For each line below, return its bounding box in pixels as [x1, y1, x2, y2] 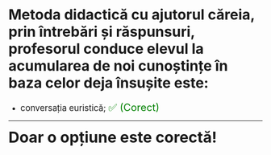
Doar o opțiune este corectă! [8, 127, 218, 146]
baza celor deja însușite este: [8, 74, 209, 92]
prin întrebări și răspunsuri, [8, 22, 195, 41]
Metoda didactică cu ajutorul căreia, [8, 6, 256, 24]
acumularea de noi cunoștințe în [8, 57, 228, 75]
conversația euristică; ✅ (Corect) [19, 100, 160, 114]
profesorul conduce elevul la [8, 40, 204, 58]
